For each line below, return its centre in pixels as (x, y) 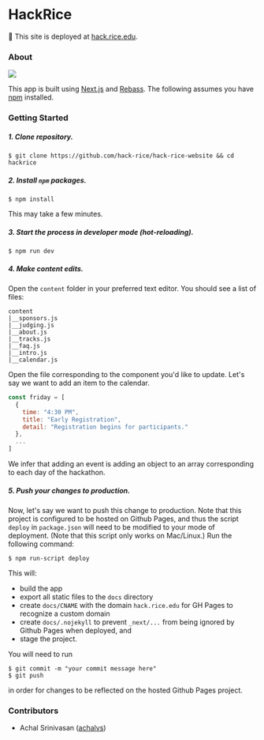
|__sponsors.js (33, 319)
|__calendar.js (33, 360)
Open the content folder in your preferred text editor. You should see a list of (132, 289)
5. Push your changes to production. (69, 490)
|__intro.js (28, 353)
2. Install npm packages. (47, 180)
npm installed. (31, 97)
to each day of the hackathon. (57, 473)
